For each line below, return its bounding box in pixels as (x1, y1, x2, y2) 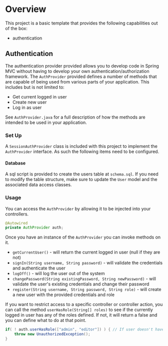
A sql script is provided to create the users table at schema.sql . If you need (5, 171, 158, 177)
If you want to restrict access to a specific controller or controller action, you (5, 301, 163, 307)
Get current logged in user (12, 93, 67, 99)
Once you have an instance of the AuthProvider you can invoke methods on (5, 234, 161, 240)
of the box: (5, 25, 27, 31)
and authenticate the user (12, 265, 66, 271)
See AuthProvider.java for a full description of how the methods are (5, 114, 146, 120)
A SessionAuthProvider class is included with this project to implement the (5, 143, 157, 149)
